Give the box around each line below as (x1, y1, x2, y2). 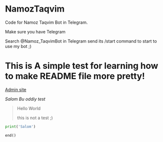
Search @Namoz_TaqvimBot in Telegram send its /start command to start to (5, 38, 157, 44)
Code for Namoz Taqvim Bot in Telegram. (5, 19, 88, 25)
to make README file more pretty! (5, 71, 145, 82)
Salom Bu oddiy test (5, 96, 46, 102)
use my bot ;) (5, 43, 32, 49)
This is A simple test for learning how (5, 61, 159, 71)
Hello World (17, 105, 41, 111)
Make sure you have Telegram (5, 29, 66, 34)
